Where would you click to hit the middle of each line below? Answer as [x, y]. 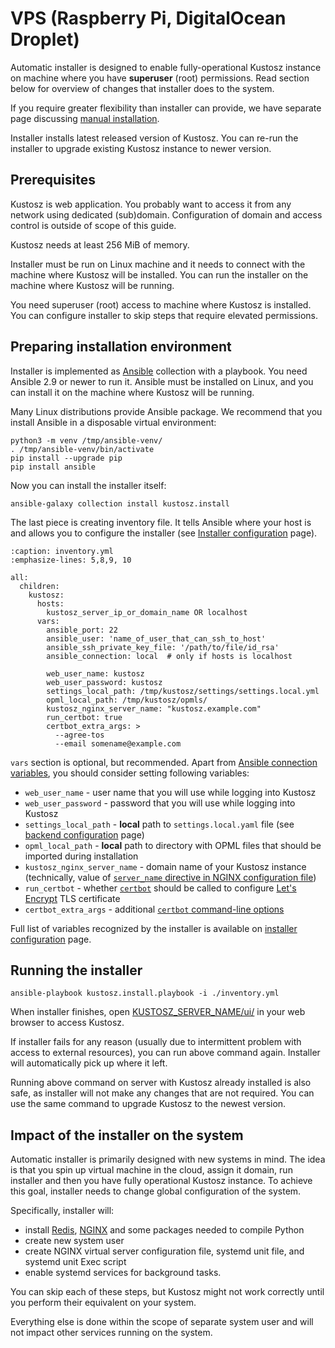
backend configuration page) [84, 834]
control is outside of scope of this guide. [93, 225]
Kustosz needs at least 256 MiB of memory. [100, 244]
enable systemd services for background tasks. [123, 1273]
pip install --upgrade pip [66, 458]
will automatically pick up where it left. [89, 1063]
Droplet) [45, 39]
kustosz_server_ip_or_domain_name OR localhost [147, 612]
